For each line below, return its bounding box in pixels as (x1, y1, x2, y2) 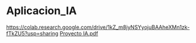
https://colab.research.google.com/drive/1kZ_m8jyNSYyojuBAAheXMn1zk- (6, 24, 190, 31)
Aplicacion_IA (6, 4, 77, 18)
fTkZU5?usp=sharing (6, 29, 59, 37)
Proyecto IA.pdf (59, 29, 99, 37)
